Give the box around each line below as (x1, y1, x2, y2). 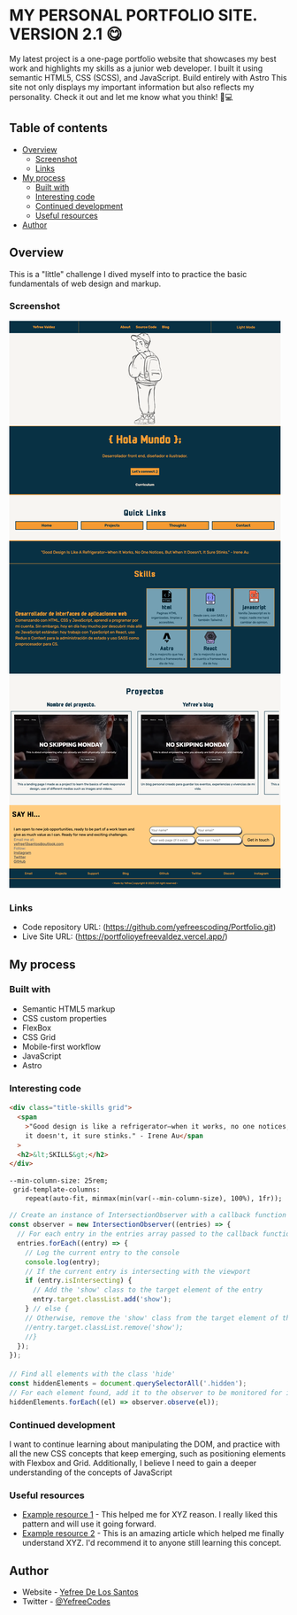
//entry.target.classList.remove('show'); (25, 1323, 184, 1332)
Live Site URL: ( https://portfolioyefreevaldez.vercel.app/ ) (21, 931, 228, 942)
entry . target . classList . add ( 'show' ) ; (32, 1295, 172, 1304)
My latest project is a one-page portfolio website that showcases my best (9, 53, 277, 64)
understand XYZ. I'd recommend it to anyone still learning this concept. (21, 1538, 282, 1549)
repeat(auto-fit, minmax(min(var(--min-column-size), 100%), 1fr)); (25, 1194, 283, 1203)
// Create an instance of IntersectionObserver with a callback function (9, 1211, 287, 1220)
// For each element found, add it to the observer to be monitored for (9, 1388, 283, 1397)
